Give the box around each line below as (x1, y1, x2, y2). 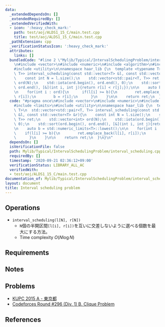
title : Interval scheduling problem (5, 185, 80, 190)
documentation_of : (5, 177, 43, 181)
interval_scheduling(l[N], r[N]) (12, 217, 81, 223)
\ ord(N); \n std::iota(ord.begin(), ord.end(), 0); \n (14, 80, 133, 85)
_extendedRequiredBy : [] (9, 16, 60, 21)
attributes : (9, 48, 34, 53)
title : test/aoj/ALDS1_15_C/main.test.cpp (14, 35, 102, 40)
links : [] (14, 53, 34, 58)
